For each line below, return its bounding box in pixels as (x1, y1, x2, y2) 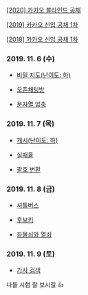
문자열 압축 (16, 100, 47, 109)
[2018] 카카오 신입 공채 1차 (6, 35, 78, 43)
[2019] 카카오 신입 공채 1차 (6, 21, 78, 29)
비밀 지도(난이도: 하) (16, 71, 71, 79)
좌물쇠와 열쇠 (16, 230, 52, 239)
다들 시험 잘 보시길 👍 (6, 281, 64, 289)
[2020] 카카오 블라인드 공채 (6, 6, 81, 14)
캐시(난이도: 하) (16, 136, 58, 144)
